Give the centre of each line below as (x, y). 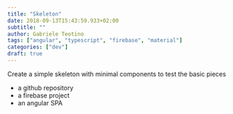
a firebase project (43, 95)
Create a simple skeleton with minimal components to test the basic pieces (117, 74)
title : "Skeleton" (34, 14)
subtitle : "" (27, 27)
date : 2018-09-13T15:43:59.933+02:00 (63, 21)
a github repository (45, 88)
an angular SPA (40, 103)
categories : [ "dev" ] (38, 47)
